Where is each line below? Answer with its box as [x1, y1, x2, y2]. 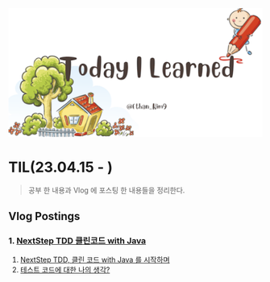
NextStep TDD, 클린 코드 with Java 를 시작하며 [19, 255, 171, 265]
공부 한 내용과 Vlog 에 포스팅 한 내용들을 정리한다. [27, 185, 185, 195]
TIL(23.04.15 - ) [8, 158, 113, 176]
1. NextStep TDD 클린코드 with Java [8, 234, 147, 246]
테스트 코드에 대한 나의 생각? [19, 265, 110, 275]
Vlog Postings [8, 209, 81, 223]
